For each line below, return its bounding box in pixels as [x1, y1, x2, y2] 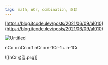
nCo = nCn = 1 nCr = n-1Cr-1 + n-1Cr [5, 44, 77, 50]
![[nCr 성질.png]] [5, 54, 38, 60]
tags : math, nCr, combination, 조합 [5, 7, 77, 12]
